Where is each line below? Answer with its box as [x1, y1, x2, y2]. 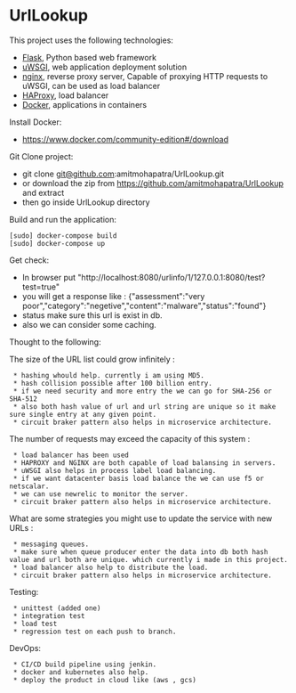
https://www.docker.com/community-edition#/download [21, 134, 229, 144]
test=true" [21, 281, 60, 292]
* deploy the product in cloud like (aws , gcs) [12, 675, 197, 684]
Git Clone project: [9, 151, 74, 161]
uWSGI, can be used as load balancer [21, 80, 161, 91]
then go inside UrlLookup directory [21, 197, 150, 208]
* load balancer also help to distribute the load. [12, 563, 209, 572]
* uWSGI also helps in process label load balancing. [12, 466, 217, 475]
